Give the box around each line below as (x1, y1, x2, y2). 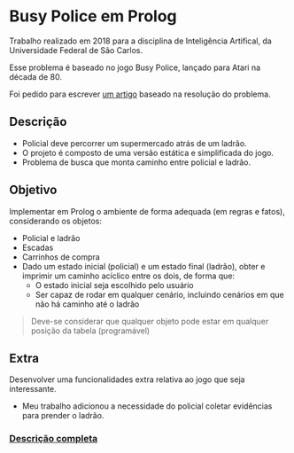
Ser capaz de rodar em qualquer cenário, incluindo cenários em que (35, 289, 285, 300)
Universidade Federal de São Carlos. (9, 44, 143, 55)
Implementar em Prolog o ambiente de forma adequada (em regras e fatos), (9, 206, 285, 216)
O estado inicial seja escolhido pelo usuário (35, 279, 194, 290)
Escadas (21, 242, 54, 253)
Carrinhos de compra (21, 251, 100, 262)
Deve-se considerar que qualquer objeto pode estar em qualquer (30, 316, 269, 326)
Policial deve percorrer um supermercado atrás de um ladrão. (21, 137, 247, 148)
